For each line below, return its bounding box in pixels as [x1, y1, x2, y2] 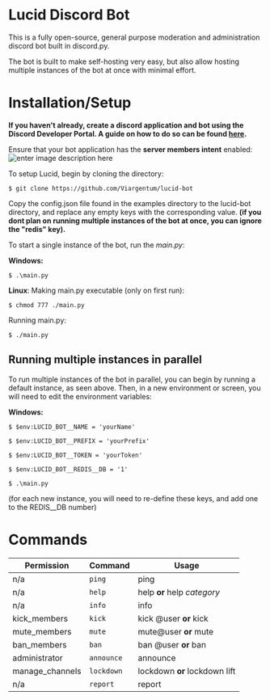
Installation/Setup [8, 94, 132, 112]
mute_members [12, 626, 72, 637]
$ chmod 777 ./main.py [8, 301, 85, 309]
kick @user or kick [137, 613, 209, 624]
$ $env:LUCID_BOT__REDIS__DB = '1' [8, 465, 129, 474]
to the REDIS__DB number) [8, 502, 97, 512]
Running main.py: [8, 315, 67, 325]
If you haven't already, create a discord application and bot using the [8, 120, 244, 130]
